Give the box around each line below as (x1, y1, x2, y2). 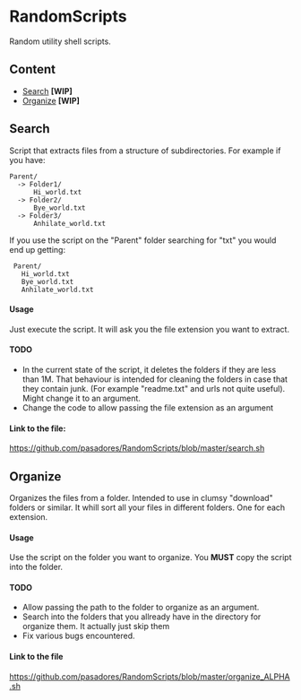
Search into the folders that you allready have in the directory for (21, 611, 262, 622)
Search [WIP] (21, 85, 73, 96)
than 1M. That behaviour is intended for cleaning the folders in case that (21, 374, 288, 385)
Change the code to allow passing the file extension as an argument (21, 402, 273, 413)
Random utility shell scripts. (9, 36, 112, 47)
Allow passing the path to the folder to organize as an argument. (21, 602, 260, 613)
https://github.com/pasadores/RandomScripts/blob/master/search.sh (9, 443, 265, 454)
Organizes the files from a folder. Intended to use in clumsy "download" (9, 492, 273, 503)
